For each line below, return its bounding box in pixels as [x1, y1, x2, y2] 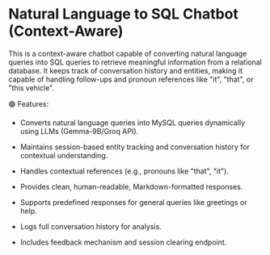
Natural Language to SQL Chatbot [8, 5, 238, 23]
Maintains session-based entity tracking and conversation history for [19, 142, 251, 152]
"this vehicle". [8, 82, 55, 93]
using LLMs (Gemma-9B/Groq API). [19, 126, 139, 136]
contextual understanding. [19, 150, 108, 160]
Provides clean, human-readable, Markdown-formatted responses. [19, 182, 243, 191]
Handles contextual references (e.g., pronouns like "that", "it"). [19, 166, 229, 176]
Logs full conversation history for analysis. [19, 221, 162, 231]
